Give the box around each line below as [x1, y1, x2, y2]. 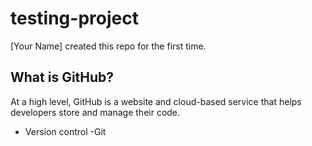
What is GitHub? [10, 69, 115, 86]
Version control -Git [24, 125, 107, 137]
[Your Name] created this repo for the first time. [10, 40, 207, 52]
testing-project [10, 7, 139, 30]
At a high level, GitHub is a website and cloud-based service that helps [10, 95, 302, 107]
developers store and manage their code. [10, 106, 181, 118]
